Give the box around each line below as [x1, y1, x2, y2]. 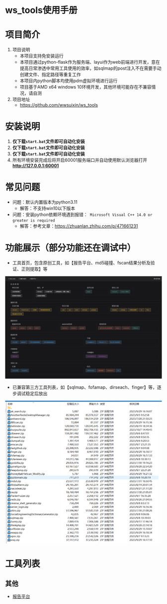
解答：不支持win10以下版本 [19, 205, 76, 211]
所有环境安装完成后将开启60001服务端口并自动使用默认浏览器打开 [12, 157, 148, 163]
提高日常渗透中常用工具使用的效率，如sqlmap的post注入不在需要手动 [19, 65, 162, 71]
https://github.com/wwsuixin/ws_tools [19, 102, 98, 108]
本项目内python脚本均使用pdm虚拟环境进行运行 [19, 78, 118, 84]
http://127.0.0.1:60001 [12, 163, 59, 169]
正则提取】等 [21, 266, 48, 272]
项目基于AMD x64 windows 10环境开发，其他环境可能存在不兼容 [19, 84, 152, 90]
